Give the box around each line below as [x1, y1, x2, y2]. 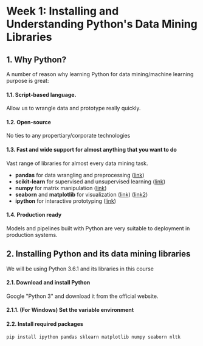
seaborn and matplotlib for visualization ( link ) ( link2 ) [15, 191, 148, 198]
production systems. [6, 231, 58, 238]
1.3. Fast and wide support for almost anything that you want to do [6, 146, 177, 153]
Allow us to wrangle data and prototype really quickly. [6, 105, 141, 112]
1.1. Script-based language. [6, 91, 77, 98]
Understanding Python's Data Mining [6, 17, 198, 31]
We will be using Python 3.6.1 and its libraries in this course [6, 265, 154, 272]
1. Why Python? [6, 54, 67, 65]
